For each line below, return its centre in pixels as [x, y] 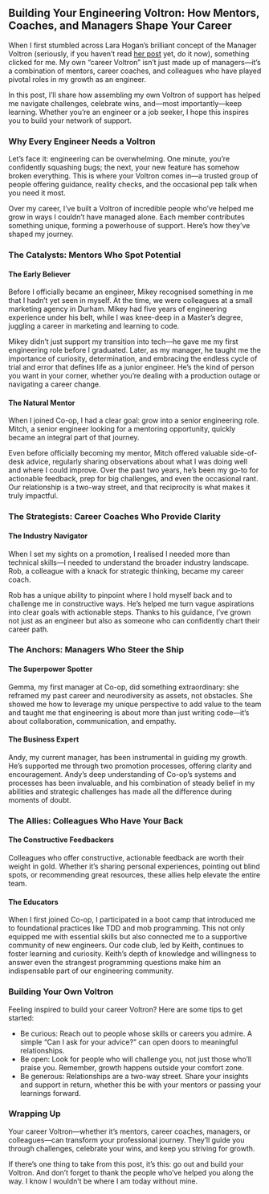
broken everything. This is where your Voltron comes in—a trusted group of [133, 176]
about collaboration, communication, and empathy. [92, 721]
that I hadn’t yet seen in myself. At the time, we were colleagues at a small [130, 301]
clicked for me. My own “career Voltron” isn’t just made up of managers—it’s [134, 62]
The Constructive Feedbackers [61, 840]
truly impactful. [33, 496]
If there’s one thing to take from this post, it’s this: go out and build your [126, 1163]
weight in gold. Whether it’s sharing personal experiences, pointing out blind [134, 866]
